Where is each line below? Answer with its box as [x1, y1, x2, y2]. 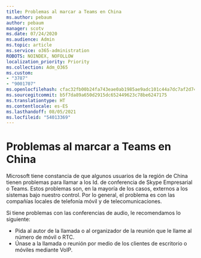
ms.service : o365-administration [6, 48, 90, 54]
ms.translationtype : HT [6, 97, 66, 103]
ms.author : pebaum [6, 14, 52, 20]
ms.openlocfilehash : [6, 87, 58, 93]
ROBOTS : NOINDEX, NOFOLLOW [6, 53, 74, 59]
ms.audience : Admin [6, 36, 55, 42]
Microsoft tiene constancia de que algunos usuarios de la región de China [6, 173, 188, 180]
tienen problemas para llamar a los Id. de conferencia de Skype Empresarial [6, 179, 193, 186]
